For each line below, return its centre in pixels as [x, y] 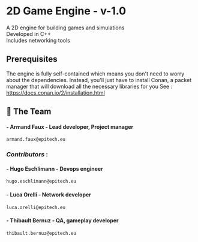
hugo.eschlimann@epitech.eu [41, 181]
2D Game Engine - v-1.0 [66, 11]
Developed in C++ [29, 34]
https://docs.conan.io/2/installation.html [55, 93]
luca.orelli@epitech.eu [36, 207]
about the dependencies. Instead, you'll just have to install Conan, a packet [99, 80]
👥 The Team [29, 112]
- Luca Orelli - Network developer [49, 195]
